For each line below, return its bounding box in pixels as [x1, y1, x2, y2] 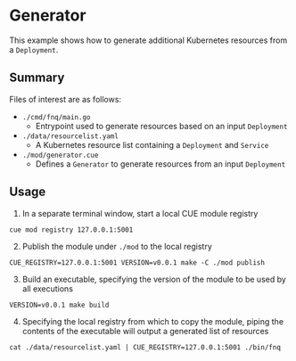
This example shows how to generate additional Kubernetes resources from [9, 35, 288, 45]
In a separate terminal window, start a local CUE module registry [21, 208, 259, 218]
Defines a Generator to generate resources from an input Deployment [35, 158, 286, 169]
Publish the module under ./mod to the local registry [21, 241, 212, 251]
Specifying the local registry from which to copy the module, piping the [21, 316, 284, 326]
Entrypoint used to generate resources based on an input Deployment [35, 120, 288, 131]
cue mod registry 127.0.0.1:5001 [9, 225, 134, 234]
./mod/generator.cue [21, 151, 99, 160]
